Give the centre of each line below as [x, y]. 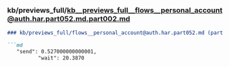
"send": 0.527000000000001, [56, 52]
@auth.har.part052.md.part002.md [69, 18]
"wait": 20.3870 [61, 58]
